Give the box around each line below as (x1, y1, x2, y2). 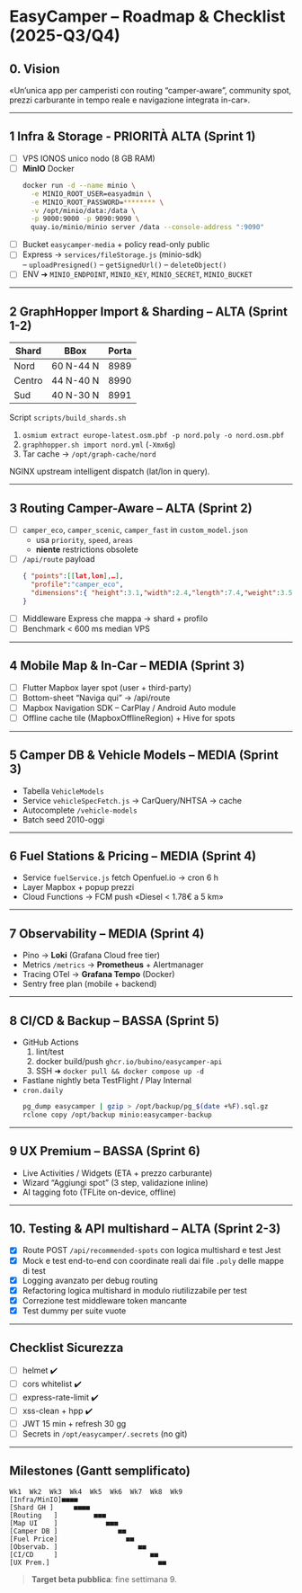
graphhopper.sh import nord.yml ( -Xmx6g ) (22, 439, 176, 450)
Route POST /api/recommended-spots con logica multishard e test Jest (22, 1245, 281, 1256)
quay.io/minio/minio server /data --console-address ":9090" (31, 223, 265, 232)
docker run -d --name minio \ (22, 181, 137, 190)
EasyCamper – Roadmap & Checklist (9, 6, 286, 27)
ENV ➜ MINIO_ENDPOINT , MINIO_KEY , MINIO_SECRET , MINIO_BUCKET (22, 269, 253, 280)
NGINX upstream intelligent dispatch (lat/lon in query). (9, 466, 210, 477)
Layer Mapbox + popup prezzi (22, 882, 135, 893)
